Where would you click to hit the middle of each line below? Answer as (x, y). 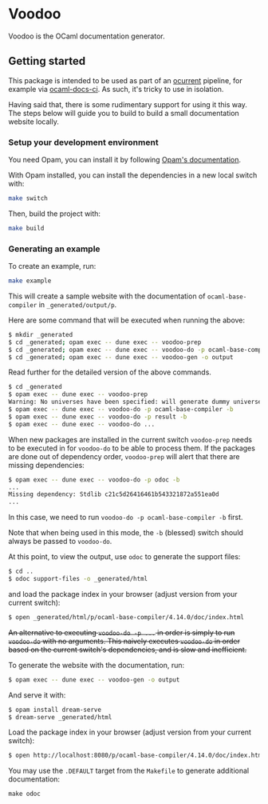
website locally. (34, 122)
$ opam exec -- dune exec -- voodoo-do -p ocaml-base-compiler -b (121, 410)
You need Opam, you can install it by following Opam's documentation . (125, 160)
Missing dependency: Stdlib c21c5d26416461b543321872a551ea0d (114, 494)
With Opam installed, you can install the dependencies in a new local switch (133, 175)
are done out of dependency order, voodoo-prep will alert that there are (124, 456)
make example (30, 281)
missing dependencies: (47, 465)
